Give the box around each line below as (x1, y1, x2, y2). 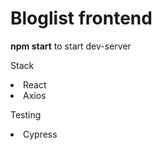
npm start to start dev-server (10, 40, 132, 52)
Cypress (23, 128, 58, 140)
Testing (10, 108, 42, 121)
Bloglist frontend (10, 7, 153, 30)
